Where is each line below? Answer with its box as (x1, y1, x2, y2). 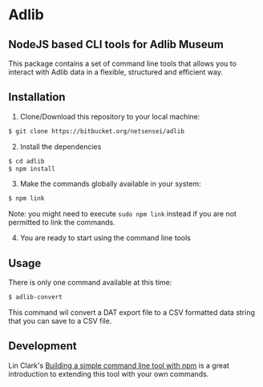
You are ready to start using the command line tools (19, 233, 191, 243)
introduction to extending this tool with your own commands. (8, 369, 209, 378)
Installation (8, 91, 66, 104)
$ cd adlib (8, 157, 45, 165)
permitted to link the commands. (8, 218, 116, 228)
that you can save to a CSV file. (8, 316, 112, 325)
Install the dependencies (19, 142, 102, 151)
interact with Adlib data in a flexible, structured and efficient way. (8, 67, 223, 77)
